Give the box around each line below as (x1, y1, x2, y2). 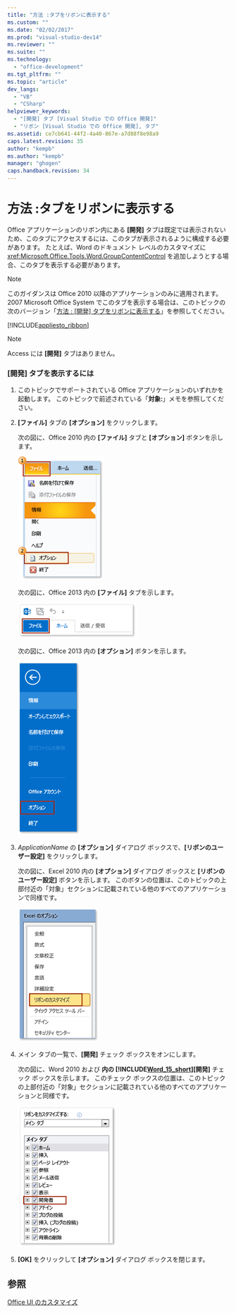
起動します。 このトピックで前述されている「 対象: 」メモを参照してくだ (17, 394, 224, 403)
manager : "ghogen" (7, 160, 61, 167)
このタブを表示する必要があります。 (19, 261, 125, 269)
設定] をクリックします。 (30, 852, 102, 861)
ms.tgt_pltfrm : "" (7, 70, 61, 77)
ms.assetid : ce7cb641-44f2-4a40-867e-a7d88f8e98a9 (7, 130, 159, 137)
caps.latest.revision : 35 (7, 137, 83, 144)
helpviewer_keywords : (7, 108, 71, 116)
